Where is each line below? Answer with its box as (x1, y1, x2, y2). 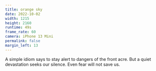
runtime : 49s (5, 25, 32, 30)
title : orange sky (5, 7, 43, 12)
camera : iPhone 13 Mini (5, 34, 54, 39)
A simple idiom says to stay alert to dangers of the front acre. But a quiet (5, 56, 152, 62)
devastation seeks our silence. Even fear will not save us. (5, 61, 120, 67)
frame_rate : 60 (5, 29, 36, 34)
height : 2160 (5, 20, 32, 26)
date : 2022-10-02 (5, 12, 41, 16)
